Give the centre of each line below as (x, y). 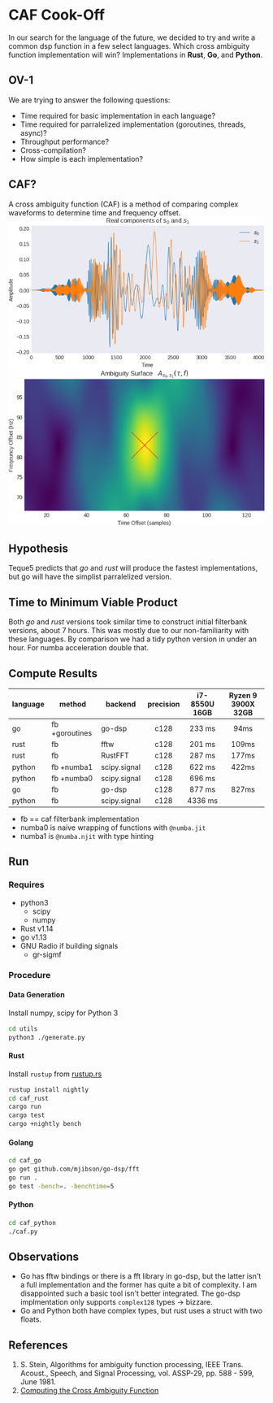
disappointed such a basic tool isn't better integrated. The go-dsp (130, 1293)
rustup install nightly (49, 1090)
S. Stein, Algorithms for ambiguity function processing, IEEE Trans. (132, 1365)
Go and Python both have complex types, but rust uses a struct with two (141, 1311)
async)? (33, 132)
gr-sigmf (47, 954)
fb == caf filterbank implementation (80, 819)
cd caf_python (32, 1223)
